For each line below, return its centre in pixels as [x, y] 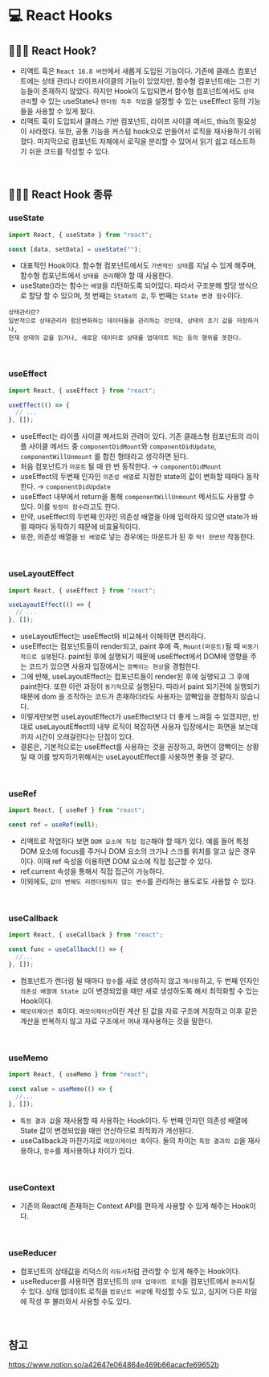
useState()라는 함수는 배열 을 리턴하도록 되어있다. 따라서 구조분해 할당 [128, 285]
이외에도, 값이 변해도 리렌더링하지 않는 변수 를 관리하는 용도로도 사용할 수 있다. [138, 882]
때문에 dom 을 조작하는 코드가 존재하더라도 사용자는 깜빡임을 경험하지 [129, 697]
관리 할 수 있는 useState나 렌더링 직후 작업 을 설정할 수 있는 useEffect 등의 [133, 101]
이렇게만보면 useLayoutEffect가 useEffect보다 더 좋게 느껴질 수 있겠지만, [135, 717]
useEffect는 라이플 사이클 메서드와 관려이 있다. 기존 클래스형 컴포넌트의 [132, 436]
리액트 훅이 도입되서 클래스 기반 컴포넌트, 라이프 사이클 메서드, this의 [127, 121]
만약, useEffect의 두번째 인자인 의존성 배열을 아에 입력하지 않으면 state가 [135, 517]
